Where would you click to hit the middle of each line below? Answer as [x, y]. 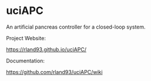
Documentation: [26, 61]
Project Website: [26, 38]
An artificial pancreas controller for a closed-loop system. [76, 27]
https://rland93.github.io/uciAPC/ [46, 49]
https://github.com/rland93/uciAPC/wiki [54, 72]
